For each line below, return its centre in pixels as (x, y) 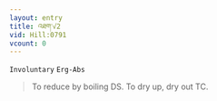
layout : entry (36, 18)
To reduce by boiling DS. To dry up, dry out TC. (120, 86)
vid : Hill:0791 (38, 35)
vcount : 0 (28, 43)
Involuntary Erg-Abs (47, 70)
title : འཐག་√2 (35, 26)
